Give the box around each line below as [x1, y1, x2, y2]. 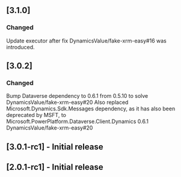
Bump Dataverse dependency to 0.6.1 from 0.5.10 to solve [6, 92, 149, 100]
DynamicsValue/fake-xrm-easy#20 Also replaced [6, 99, 129, 106]
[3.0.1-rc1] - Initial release [6, 142, 103, 152]
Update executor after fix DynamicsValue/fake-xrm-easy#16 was [6, 37, 167, 44]
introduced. [6, 43, 35, 50]
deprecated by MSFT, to [6, 112, 66, 119]
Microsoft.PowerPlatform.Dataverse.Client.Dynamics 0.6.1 [6, 118, 149, 125]
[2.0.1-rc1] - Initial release [6, 162, 103, 172]
